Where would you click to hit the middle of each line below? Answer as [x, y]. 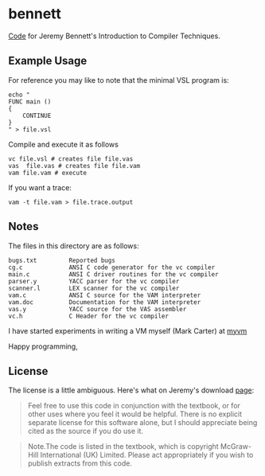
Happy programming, [43, 346]
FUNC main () [30, 101]
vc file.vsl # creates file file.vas [71, 159]
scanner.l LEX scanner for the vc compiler [94, 288]
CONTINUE [37, 115]
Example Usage [48, 61]
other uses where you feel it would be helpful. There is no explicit [135, 414]
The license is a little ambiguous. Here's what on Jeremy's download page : [131, 390]
